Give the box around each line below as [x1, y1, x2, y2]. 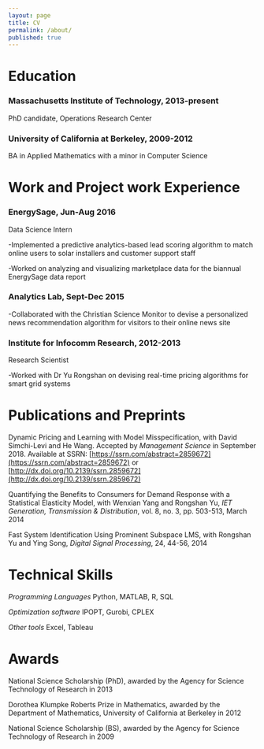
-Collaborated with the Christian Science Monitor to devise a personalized [8, 309, 248, 319]
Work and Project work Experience [8, 179, 240, 197]
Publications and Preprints [8, 406, 186, 425]
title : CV [8, 19, 41, 27]
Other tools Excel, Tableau [8, 622, 94, 632]
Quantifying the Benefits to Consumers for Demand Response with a [8, 490, 230, 499]
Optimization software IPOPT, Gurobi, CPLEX [8, 607, 154, 617]
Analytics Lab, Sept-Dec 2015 [8, 291, 125, 302]
